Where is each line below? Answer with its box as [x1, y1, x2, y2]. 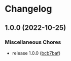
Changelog [5, 3, 52, 15]
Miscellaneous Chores [5, 39, 61, 46]
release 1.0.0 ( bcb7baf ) [12, 50, 61, 56]
